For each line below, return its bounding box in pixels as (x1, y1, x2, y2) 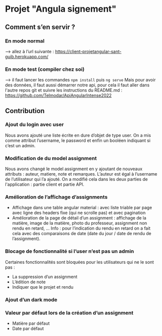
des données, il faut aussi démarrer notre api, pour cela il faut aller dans (5, 82, 150, 88)
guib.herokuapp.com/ (5, 54, 49, 59)
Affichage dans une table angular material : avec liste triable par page (12, 205, 152, 211)
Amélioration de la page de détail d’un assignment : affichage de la (12, 215, 146, 221)
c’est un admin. (5, 142, 36, 148)
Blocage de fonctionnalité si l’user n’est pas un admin (5, 248, 134, 255)
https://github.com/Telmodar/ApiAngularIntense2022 (5, 93, 112, 99)
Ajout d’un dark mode (5, 296, 58, 303)
